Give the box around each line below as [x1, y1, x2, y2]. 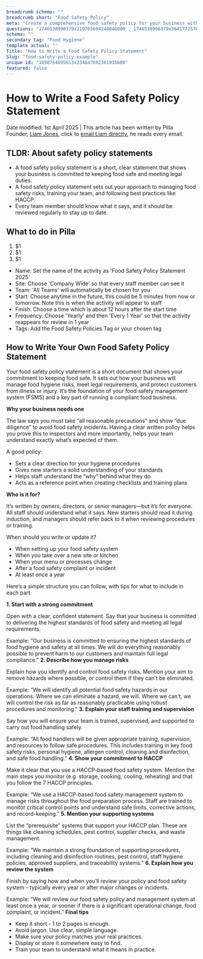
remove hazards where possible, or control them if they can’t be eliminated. [6, 674, 195, 681]
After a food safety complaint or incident [14, 564, 116, 571]
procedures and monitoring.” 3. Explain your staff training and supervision [6, 705, 195, 712]
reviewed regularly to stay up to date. [14, 209, 108, 216]
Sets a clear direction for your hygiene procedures [14, 460, 141, 467]
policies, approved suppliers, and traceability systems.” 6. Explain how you [6, 859, 193, 866]
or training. [6, 521, 34, 529]
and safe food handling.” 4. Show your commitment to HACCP [6, 754, 163, 762]
